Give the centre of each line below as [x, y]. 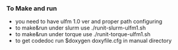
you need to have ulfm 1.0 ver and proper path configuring [89, 22]
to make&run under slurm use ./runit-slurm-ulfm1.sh [80, 28]
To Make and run [32, 8]
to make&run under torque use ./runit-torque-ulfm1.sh [83, 34]
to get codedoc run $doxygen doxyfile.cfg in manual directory [94, 41]
